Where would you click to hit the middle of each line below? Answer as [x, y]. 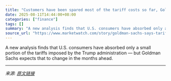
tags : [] [15, 24]
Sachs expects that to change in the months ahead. [59, 58]
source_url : [18, 33]
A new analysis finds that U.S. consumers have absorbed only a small [78, 48]
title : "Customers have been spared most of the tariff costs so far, [82, 10]
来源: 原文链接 [20, 73]
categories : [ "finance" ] [32, 19]
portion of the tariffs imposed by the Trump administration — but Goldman [83, 53]
